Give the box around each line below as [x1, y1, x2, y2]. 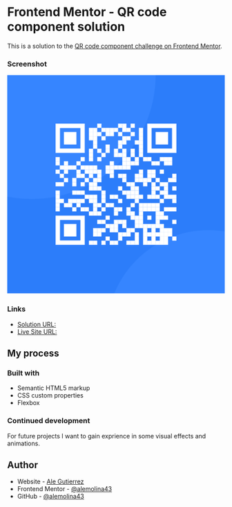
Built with [7, 368, 40, 377]
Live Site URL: [17, 327, 57, 336]
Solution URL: [17, 320, 57, 328]
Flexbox [17, 399, 40, 407]
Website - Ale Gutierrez [17, 477, 84, 486]
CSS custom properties [17, 391, 84, 400]
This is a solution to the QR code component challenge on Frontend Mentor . [7, 42, 222, 50]
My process [7, 347, 59, 359]
